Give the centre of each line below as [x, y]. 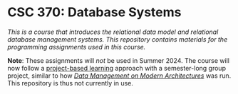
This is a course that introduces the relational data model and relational [113, 32]
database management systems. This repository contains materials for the [118, 39]
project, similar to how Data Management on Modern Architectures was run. [119, 76]
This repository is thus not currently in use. [71, 83]
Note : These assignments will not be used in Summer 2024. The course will [119, 60]
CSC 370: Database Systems [94, 12]
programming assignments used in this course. [77, 47]
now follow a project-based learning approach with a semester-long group [117, 68]
